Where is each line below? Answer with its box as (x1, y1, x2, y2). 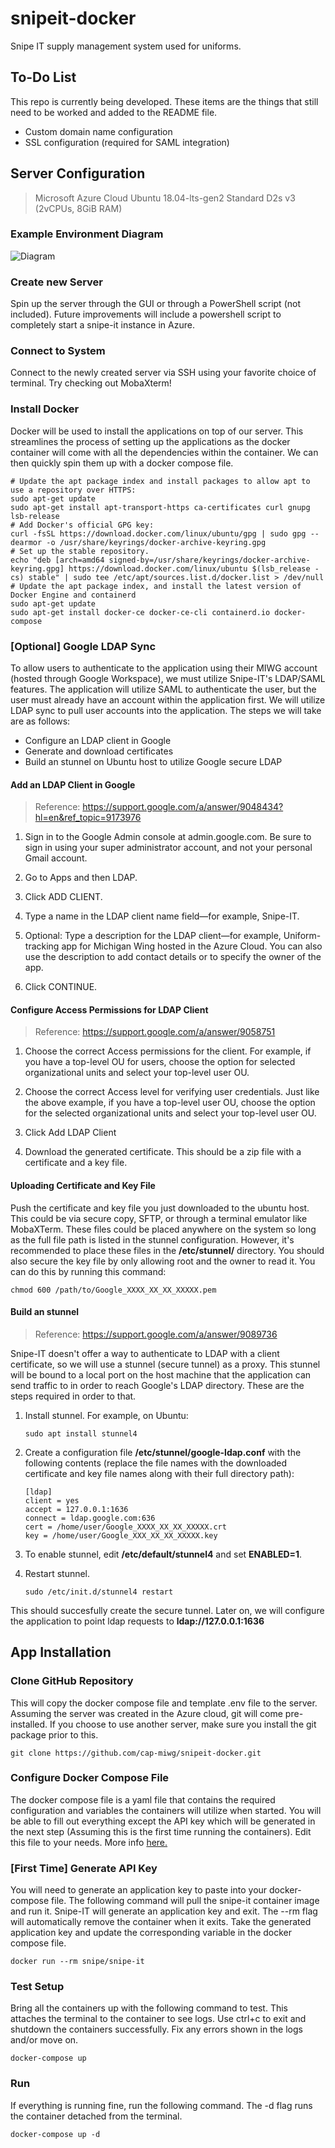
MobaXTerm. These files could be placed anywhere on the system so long (10, 1223, 317, 1235)
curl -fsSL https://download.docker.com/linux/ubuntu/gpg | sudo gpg (10, 528, 307, 539)
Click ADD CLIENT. (24, 891, 103, 903)
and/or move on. (10, 2034, 79, 2046)
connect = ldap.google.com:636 (24, 1513, 156, 1523)
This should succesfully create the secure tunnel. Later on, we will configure (10, 1604, 325, 1616)
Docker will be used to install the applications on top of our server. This (10, 425, 304, 437)
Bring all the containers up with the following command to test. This (10, 2002, 288, 2014)
